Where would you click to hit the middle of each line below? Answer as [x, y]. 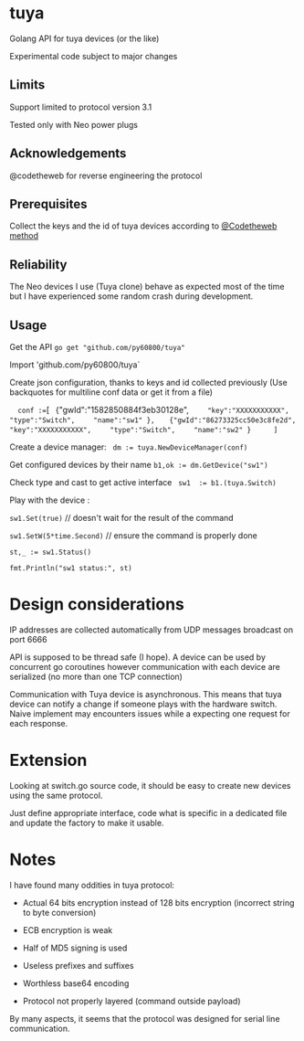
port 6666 [28, 639]
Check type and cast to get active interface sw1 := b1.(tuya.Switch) [143, 482]
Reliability [38, 265]
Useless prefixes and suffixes [78, 965]
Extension [48, 760]
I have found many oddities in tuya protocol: [92, 885]
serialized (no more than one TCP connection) [96, 676]
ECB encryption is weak [68, 929]
